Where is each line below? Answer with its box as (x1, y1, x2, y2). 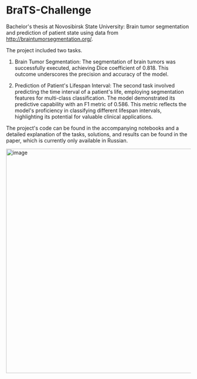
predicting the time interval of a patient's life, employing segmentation (14, 88, 184, 95)
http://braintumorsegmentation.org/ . (6, 35, 93, 42)
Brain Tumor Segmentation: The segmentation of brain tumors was (14, 58, 176, 65)
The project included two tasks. (6, 46, 83, 53)
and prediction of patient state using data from (6, 29, 119, 36)
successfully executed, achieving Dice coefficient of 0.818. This (14, 64, 169, 71)
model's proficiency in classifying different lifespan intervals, (14, 107, 162, 114)
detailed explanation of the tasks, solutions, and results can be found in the (6, 130, 188, 138)
